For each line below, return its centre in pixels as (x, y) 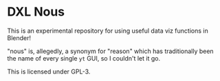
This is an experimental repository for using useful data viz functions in (108, 31)
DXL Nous (36, 12)
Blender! (19, 37)
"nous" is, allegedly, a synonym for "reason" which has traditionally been (111, 51)
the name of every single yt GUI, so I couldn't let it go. (84, 58)
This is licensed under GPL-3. (49, 71)
